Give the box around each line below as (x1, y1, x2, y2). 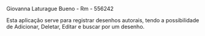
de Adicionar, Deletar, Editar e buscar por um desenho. (6, 23, 145, 30)
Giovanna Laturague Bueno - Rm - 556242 (6, 5, 114, 12)
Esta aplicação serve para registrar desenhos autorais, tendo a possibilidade (6, 17, 199, 23)
